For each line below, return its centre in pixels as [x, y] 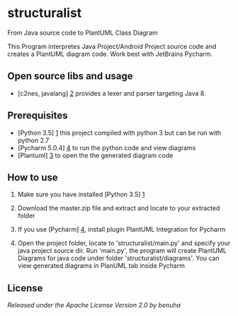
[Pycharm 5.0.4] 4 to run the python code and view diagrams [107, 147]
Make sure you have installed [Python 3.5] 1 [81, 194]
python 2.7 [33, 140]
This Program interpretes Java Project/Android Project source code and [112, 46]
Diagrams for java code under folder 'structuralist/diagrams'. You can [118, 258]
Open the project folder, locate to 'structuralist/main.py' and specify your [124, 243]
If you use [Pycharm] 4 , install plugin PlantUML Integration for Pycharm [121, 230]
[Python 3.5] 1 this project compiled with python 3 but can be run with [119, 132]
